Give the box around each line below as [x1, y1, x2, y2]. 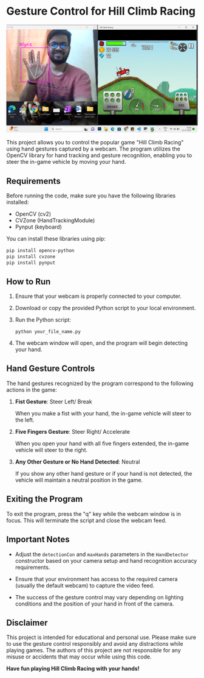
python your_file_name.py [15, 329, 81, 335]
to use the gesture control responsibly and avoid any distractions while [6, 640, 183, 648]
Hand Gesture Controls [6, 364, 95, 374]
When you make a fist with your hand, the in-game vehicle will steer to [15, 409, 191, 417]
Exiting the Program [6, 494, 83, 504]
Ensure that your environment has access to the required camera [15, 575, 178, 582]
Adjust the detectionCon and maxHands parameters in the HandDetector [15, 550, 189, 558]
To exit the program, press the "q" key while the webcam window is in [6, 510, 181, 517]
